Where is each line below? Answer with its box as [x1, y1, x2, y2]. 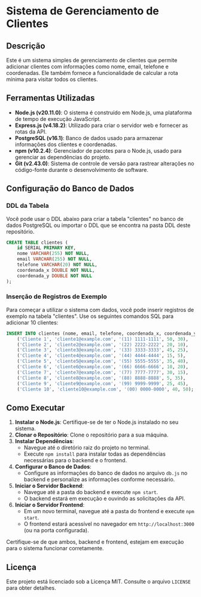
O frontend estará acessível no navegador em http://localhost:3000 [23, 520, 194, 528]
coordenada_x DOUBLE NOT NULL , [17, 267, 95, 273]
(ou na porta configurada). [23, 527, 89, 534]
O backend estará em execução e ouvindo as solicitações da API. [23, 495, 185, 502]
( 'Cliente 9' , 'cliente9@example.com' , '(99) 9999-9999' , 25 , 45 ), [17, 380, 188, 387]
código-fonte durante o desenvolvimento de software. [14, 166, 148, 173]
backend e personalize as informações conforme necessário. [23, 476, 175, 483]
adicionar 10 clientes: [6, 319, 59, 326]
